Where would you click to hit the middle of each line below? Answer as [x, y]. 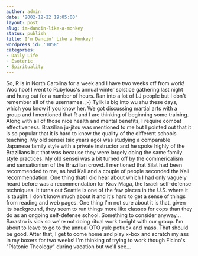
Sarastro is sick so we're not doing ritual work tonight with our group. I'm [95, 222]
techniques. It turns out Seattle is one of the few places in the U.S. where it [97, 190]
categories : [21, 50]
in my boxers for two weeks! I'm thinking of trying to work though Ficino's [96, 241]
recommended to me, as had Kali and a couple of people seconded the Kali [98, 171]
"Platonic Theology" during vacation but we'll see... [69, 247]
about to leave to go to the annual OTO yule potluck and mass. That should [97, 228]
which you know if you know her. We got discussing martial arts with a [92, 108]
